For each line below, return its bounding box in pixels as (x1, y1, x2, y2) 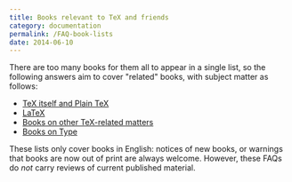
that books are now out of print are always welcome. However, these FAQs (9, 153, 282, 164)
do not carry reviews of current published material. (9, 162, 196, 173)
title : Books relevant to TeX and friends (9, 12, 169, 22)
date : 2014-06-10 (9, 37, 74, 47)
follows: (9, 81, 38, 91)
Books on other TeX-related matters (21, 117, 154, 128)
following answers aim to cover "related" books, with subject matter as (9, 72, 269, 83)
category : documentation (9, 21, 101, 30)
